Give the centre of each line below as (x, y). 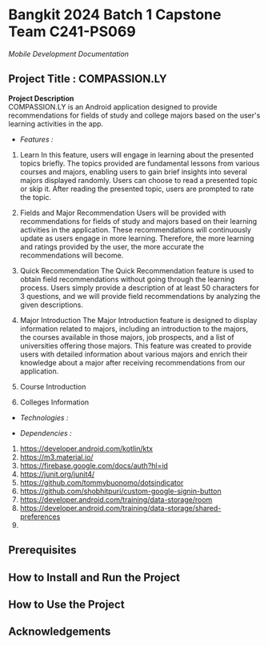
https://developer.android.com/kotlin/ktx (86, 449)
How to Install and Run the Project (94, 577)
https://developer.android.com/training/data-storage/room (116, 499)
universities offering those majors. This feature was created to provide (136, 345)
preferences (40, 516)
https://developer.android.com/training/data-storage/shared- (120, 508)
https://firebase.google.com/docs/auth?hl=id (94, 465)
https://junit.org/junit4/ (57, 474)
